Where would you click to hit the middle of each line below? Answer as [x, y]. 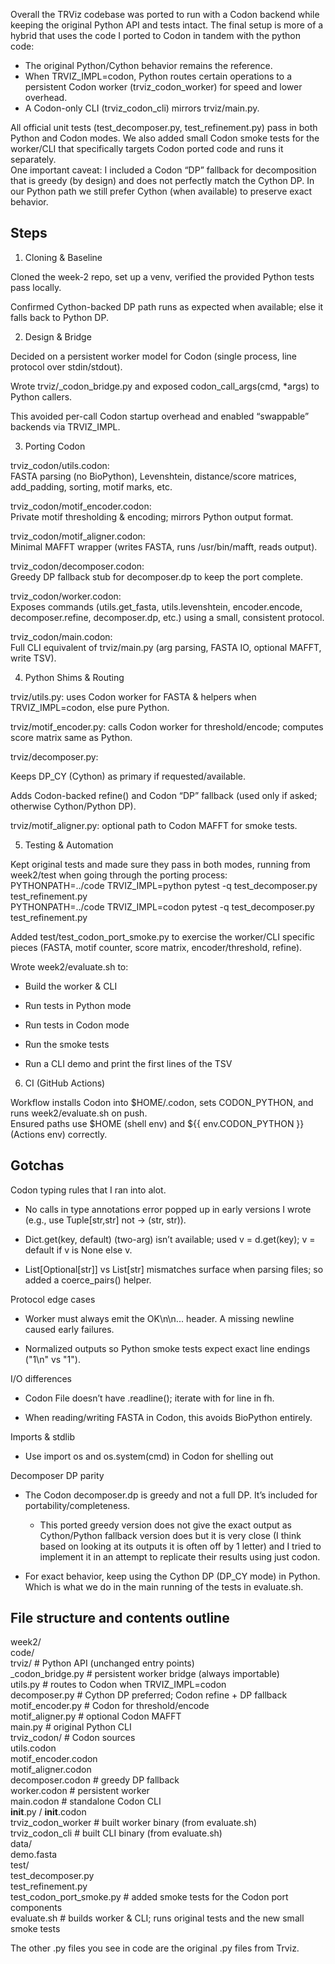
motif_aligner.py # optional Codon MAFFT [96, 1716]
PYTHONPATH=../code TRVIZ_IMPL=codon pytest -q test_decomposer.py [162, 906]
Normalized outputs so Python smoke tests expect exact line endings [167, 1348]
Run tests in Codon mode [77, 1025]
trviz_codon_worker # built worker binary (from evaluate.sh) [134, 1823]
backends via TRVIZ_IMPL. [65, 426]
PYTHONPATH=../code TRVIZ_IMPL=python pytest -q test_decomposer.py [164, 885]
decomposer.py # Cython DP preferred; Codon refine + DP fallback [149, 1695]
